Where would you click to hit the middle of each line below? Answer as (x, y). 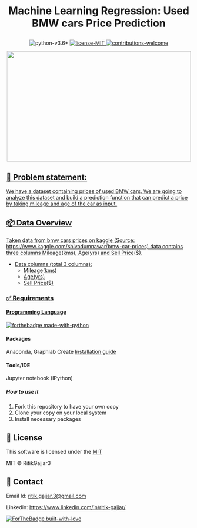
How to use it (23, 391)
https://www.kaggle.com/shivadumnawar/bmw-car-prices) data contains (95, 246)
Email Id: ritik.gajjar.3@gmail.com (46, 496)
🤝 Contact (25, 482)
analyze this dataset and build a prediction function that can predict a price (97, 197)
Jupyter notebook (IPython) (40, 378)
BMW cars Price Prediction (99, 23)
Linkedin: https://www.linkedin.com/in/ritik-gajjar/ (66, 507)
